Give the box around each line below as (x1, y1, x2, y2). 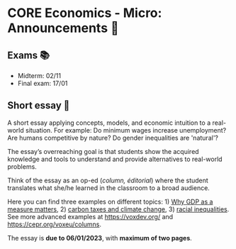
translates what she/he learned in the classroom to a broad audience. (7, 183, 210, 192)
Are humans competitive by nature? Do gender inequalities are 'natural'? (7, 133, 218, 142)
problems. (7, 162, 37, 171)
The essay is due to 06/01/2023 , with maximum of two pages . (7, 233, 193, 242)
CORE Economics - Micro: (7, 5, 162, 21)
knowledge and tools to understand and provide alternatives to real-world (7, 155, 223, 163)
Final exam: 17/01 (17, 79, 68, 87)
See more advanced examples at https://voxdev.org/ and (7, 212, 174, 221)
